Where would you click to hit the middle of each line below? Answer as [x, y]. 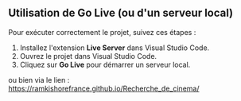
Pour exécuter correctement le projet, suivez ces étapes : [102, 32]
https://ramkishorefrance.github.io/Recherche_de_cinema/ [104, 88]
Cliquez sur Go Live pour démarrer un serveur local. [105, 64]
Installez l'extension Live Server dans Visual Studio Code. [115, 48]
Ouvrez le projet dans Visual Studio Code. [88, 56]
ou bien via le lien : [39, 80]
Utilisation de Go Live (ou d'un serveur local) [120, 13]
